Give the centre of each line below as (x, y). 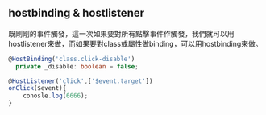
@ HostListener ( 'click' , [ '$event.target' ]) (81, 81)
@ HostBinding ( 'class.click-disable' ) (72, 59)
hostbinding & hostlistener (77, 13)
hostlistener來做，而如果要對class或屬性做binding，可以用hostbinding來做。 (135, 43)
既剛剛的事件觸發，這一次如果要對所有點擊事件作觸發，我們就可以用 (121, 33)
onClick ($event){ (37, 88)
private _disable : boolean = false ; (77, 66)
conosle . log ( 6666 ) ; (56, 96)
